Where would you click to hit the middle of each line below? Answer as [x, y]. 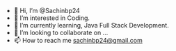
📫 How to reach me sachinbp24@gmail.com [78, 40]
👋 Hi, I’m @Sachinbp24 [47, 11]
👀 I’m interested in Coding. [52, 18]
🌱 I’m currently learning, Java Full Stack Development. [91, 25]
